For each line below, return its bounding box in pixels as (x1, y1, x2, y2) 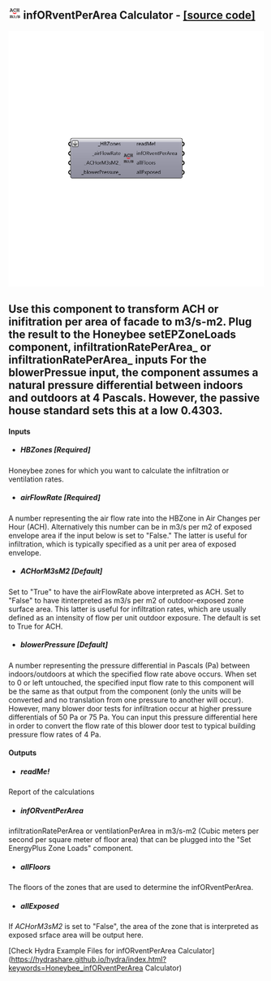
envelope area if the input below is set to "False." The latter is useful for (8, 530, 247, 540)
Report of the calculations (8, 787, 95, 797)
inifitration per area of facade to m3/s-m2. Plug (8, 315, 252, 329)
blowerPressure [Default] (19, 640, 108, 650)
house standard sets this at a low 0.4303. (8, 404, 223, 417)
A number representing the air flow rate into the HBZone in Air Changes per (8, 513, 261, 523)
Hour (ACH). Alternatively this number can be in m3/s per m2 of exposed (8, 521, 252, 531)
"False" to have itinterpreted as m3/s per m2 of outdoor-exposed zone (8, 595, 244, 605)
